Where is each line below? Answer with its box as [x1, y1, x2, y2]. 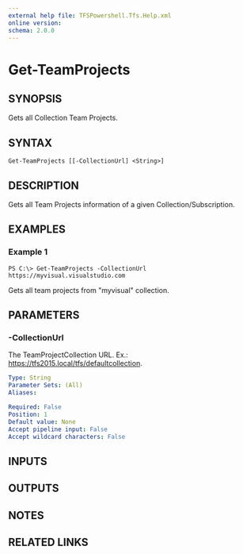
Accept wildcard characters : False [8, 433, 126, 441]
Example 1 [8, 247, 48, 258]
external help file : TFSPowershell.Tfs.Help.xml [8, 11, 172, 20]
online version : [8, 19, 62, 27]
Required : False [8, 403, 62, 411]
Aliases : [8, 389, 37, 397]
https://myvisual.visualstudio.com [8, 271, 126, 279]
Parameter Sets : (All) [8, 382, 83, 390]
